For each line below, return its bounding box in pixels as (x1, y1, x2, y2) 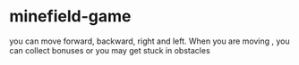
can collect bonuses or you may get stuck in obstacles (9, 45, 210, 55)
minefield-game (9, 6, 132, 27)
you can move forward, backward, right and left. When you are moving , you (9, 36, 291, 46)
